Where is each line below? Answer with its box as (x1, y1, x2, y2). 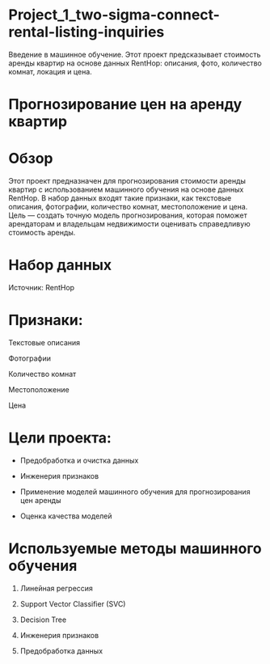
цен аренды (19, 495, 62, 505)
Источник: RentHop (8, 283, 75, 292)
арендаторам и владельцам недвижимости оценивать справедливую (8, 219, 251, 229)
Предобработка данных (19, 645, 103, 656)
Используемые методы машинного (8, 539, 262, 558)
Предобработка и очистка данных (19, 455, 139, 465)
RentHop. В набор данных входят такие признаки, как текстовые (8, 193, 232, 203)
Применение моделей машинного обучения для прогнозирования (19, 487, 251, 497)
